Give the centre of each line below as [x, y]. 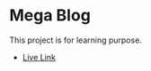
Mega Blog [50, 16]
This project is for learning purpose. [75, 40]
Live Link [39, 57]
